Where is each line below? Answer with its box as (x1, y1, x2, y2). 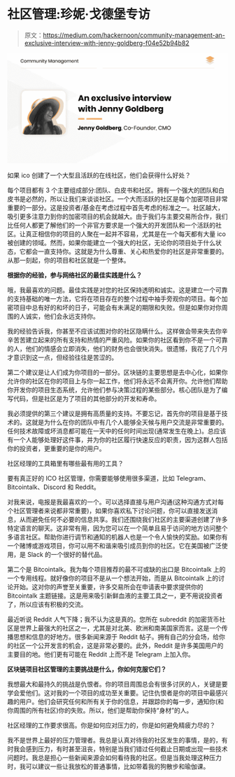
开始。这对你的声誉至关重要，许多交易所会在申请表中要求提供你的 (13, 582, 204, 591)
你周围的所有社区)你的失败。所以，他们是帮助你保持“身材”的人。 (7, 706, 193, 715)
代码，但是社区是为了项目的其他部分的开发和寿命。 (13, 394, 161, 403)
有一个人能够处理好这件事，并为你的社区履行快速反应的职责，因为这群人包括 (7, 435, 228, 443)
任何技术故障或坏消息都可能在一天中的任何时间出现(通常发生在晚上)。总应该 (7, 427, 227, 435)
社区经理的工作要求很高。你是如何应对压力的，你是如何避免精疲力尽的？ (7, 721, 215, 729)
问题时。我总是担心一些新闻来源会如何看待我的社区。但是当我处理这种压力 (7, 753, 222, 762)
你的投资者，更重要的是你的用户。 (7, 444, 106, 453)
